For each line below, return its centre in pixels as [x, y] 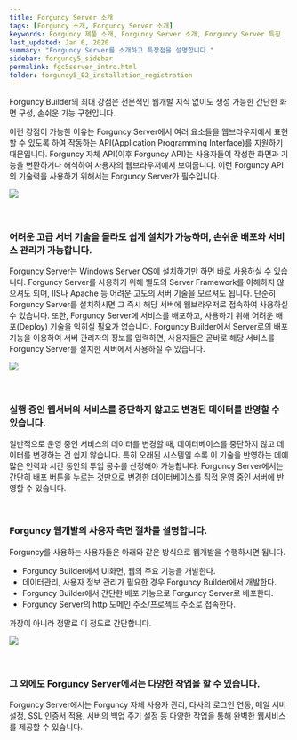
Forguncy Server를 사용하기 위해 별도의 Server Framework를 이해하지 [152, 282]
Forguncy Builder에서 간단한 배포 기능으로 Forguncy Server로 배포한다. [148, 593]
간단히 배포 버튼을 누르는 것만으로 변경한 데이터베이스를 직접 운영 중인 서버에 [142, 477]
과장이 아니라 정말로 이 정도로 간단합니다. [80, 623]
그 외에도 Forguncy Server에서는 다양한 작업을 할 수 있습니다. [135, 683]
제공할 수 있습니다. [50, 727]
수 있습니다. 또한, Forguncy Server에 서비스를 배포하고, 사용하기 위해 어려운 [141, 315]
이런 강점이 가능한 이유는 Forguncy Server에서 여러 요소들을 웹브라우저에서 [140, 131]
